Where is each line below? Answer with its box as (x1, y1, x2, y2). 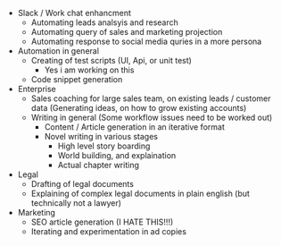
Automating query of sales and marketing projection (30, 27, 223, 37)
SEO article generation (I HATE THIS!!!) (30, 216, 174, 227)
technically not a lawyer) (30, 198, 122, 208)
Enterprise (17, 84, 56, 94)
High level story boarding (57, 140, 151, 151)
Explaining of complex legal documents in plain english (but (30, 188, 250, 199)
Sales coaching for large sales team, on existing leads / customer (30, 93, 271, 104)
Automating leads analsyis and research (30, 17, 178, 28)
